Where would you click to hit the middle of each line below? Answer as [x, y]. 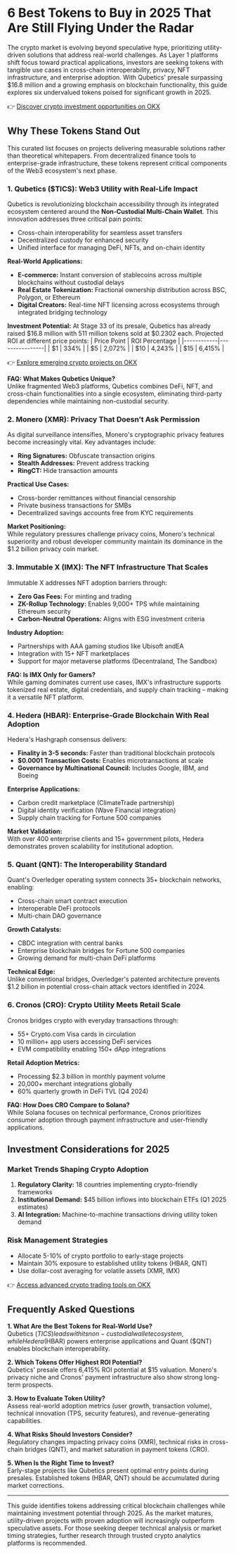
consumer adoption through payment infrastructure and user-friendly [108, 1120]
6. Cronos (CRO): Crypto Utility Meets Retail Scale [94, 1005]
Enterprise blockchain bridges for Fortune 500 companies [101, 951]
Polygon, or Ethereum [49, 298]
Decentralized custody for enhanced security [83, 240]
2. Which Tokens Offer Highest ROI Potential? [75, 1363]
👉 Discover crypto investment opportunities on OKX [84, 106]
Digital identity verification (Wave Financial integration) [97, 810]
